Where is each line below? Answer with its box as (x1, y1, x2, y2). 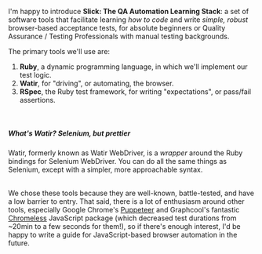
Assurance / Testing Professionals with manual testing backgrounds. (8, 31, 230, 41)
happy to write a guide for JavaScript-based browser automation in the (8, 230, 238, 239)
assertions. (19, 96, 56, 104)
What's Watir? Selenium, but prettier (8, 129, 131, 138)
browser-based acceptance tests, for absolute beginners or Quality (8, 24, 226, 32)
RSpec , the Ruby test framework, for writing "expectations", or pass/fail (19, 87, 252, 96)
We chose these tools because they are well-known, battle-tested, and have (8, 188, 255, 198)
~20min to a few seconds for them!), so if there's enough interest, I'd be (8, 221, 241, 230)
